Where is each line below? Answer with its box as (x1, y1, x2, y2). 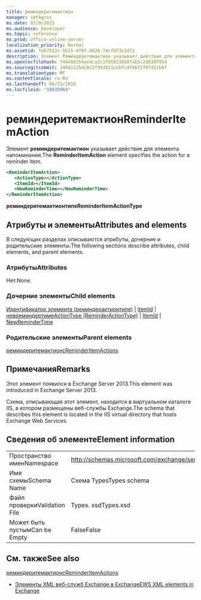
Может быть (9, 518, 45, 526)
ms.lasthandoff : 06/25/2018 (6, 81, 77, 87)
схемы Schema (9, 476, 51, 484)
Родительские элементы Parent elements (6, 333, 132, 341)
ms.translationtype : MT (6, 70, 66, 76)
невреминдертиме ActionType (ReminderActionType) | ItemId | (6, 312, 162, 319)
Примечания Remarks (6, 364, 91, 374)
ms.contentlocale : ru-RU (6, 75, 68, 81)
